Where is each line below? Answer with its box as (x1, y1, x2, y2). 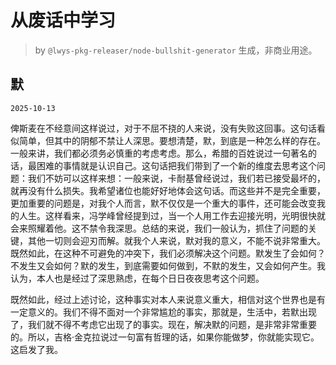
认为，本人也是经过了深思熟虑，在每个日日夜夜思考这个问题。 (10, 272, 265, 284)
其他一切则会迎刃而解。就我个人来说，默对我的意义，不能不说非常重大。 (27, 234, 326, 246)
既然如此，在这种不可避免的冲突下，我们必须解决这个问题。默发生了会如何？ (10, 247, 326, 259)
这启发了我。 (10, 343, 63, 355)
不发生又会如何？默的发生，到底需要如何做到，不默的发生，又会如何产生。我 (10, 259, 326, 271)
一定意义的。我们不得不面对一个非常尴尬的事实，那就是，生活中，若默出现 (10, 306, 317, 318)
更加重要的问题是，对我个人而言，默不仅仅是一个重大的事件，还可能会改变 (10, 197, 317, 209)
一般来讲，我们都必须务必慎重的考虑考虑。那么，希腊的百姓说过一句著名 (10, 147, 308, 159)
